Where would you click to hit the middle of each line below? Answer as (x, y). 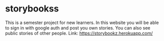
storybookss (32, 9)
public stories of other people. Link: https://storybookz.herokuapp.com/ (79, 33)
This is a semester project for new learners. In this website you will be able (82, 22)
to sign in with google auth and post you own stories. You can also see (78, 27)
